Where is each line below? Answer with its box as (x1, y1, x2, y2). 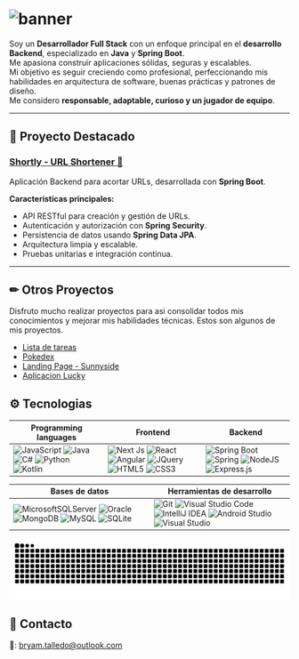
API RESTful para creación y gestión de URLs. (21, 210, 191, 221)
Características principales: (9, 193, 115, 204)
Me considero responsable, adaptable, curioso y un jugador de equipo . (9, 94, 276, 106)
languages (36, 431, 77, 442)
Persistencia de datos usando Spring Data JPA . (21, 229, 198, 240)
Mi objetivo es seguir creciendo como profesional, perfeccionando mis (9, 67, 269, 77)
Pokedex (21, 351, 55, 362)
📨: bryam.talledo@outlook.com (9, 640, 123, 651)
